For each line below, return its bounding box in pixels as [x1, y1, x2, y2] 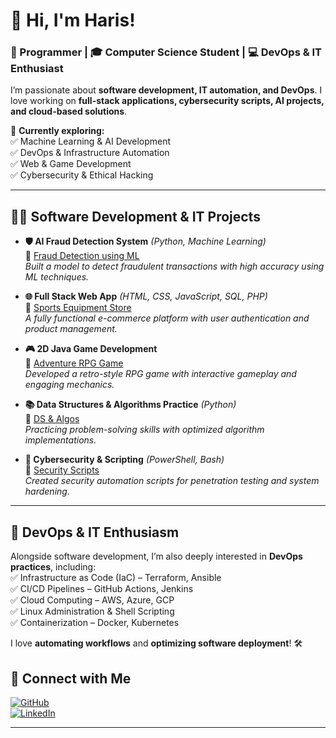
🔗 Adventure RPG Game [24, 357, 124, 369]
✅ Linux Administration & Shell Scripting [10, 605, 175, 618]
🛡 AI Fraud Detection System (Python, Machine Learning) [24, 235, 267, 248]
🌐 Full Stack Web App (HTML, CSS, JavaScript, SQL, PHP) [24, 290, 268, 303]
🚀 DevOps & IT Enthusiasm [10, 524, 180, 541]
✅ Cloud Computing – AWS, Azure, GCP [10, 594, 175, 606]
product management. [24, 323, 118, 335]
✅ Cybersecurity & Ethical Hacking [10, 169, 154, 181]
